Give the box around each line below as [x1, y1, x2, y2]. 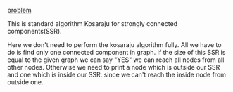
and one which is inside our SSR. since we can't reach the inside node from [7, 70, 227, 79]
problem [7, 6, 32, 14]
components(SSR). [7, 27, 62, 35]
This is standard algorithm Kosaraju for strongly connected [7, 20, 178, 27]
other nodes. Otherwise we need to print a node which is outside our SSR [7, 63, 220, 71]
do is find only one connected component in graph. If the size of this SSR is [7, 48, 226, 56]
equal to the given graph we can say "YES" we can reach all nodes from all [7, 55, 225, 64]
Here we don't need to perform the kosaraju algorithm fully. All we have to [7, 41, 222, 48]
